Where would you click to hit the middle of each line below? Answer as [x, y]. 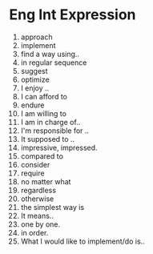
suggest [34, 71]
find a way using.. [50, 54]
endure [32, 105]
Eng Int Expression [72, 15]
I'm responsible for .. [55, 131]
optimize [35, 79]
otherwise [37, 199]
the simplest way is [52, 207]
